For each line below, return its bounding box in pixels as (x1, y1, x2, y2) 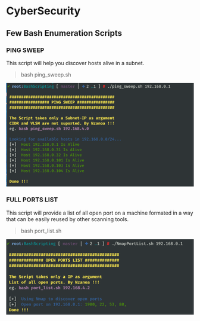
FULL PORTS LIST (6, 195, 58, 204)
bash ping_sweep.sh (20, 71, 71, 78)
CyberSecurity (6, 4, 81, 18)
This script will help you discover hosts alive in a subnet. (6, 59, 145, 66)
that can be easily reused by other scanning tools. (6, 215, 129, 222)
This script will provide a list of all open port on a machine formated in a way (6, 209, 193, 216)
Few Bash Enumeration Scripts (6, 28, 122, 38)
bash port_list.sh (20, 227, 62, 234)
